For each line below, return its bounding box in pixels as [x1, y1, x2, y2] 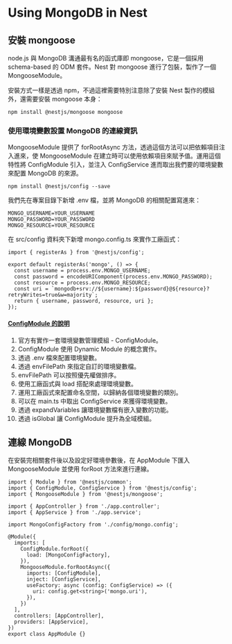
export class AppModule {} [8, 631, 86, 638]
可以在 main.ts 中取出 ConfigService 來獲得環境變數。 [17, 397, 172, 405]
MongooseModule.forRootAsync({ [20, 564, 111, 571]
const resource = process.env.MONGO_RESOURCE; [14, 279, 151, 286]
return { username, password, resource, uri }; [14, 297, 154, 305]
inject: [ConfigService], [26, 576, 101, 583]
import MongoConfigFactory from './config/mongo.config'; [8, 521, 179, 529]
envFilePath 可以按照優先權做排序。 [17, 370, 121, 379]
